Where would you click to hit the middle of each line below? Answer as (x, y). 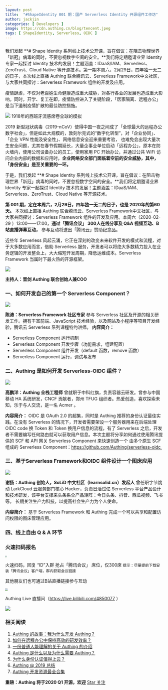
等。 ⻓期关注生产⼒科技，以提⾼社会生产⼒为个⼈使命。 (63, 501)
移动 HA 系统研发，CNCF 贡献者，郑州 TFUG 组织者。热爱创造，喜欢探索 (80, 398)
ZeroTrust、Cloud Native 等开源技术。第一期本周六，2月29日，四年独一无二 (83, 70)
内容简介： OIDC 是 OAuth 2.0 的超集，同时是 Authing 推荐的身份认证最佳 (81, 416)
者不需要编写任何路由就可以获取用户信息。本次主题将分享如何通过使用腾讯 (82, 434)
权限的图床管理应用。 (31, 518)
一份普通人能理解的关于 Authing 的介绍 (52, 647)
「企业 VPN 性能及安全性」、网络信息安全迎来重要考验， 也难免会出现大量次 (83, 139)
